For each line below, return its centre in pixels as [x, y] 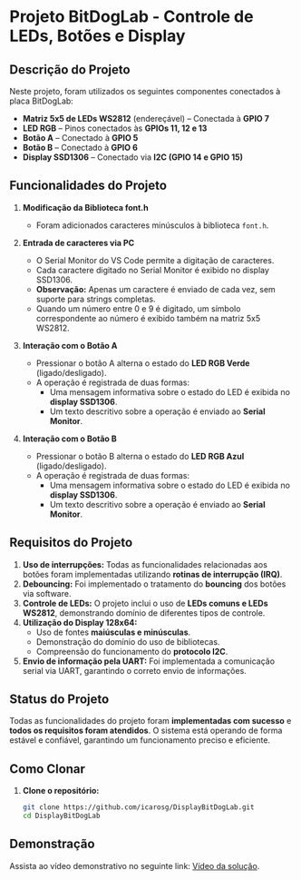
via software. [47, 593]
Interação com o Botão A [70, 345]
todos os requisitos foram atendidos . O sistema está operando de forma [146, 731]
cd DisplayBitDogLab [61, 816]
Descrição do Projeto [70, 69]
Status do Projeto [59, 700]
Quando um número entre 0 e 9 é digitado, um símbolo [138, 308]
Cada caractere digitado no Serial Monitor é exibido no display [153, 270]
